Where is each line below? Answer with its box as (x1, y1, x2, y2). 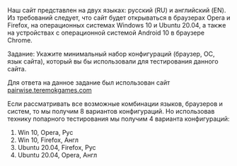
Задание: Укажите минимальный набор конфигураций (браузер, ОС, (7, 49, 215, 58)
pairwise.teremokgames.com (7, 86, 92, 94)
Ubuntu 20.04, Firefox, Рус (17, 143, 97, 151)
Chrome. (7, 36, 33, 45)
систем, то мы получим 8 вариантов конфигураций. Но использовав (7, 107, 215, 115)
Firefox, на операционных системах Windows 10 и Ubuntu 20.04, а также (7, 21, 226, 29)
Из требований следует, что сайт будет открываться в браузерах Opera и (7, 13, 231, 22)
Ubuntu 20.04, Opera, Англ (17, 151, 98, 159)
